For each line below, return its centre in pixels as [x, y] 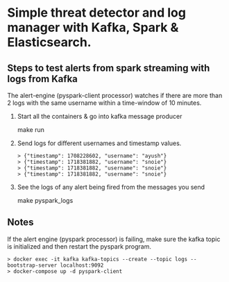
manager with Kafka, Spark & [93, 27]
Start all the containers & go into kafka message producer [100, 116]
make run [31, 130]
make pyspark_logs [45, 200]
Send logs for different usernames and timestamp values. [99, 143]
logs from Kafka [43, 79]
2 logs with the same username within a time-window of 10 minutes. [104, 103]
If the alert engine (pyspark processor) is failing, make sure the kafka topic [114, 239]
